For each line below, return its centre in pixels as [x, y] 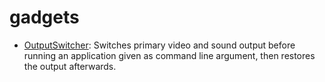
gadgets [44, 17]
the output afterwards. [70, 66]
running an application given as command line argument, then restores [169, 55]
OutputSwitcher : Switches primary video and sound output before [159, 45]
